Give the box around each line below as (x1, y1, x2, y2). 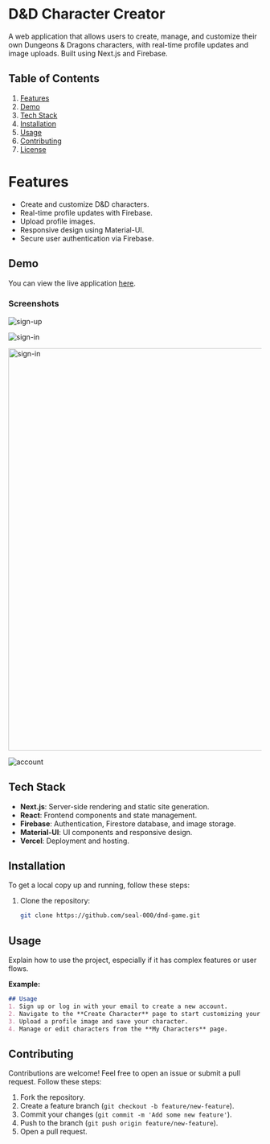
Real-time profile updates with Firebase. (19, 208, 153, 217)
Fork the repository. (19, 1093, 86, 1102)
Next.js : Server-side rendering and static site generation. (19, 801, 210, 811)
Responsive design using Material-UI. (19, 224, 145, 234)
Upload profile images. (19, 216, 96, 226)
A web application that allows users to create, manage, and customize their (8, 31, 257, 41)
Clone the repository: (19, 896, 91, 906)
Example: (8, 979, 41, 990)
